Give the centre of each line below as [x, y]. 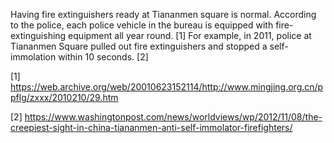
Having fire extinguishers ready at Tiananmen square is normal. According [163, 14]
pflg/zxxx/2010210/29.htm [64, 97]
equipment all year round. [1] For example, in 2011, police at [190, 35]
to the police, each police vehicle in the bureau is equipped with [142, 25]
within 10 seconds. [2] [103, 57]
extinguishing [38, 35]
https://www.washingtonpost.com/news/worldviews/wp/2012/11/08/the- [173, 117]
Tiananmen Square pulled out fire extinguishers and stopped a [139, 46]
